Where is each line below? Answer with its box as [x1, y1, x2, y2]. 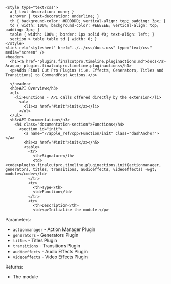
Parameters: [5, 217, 31, 222]
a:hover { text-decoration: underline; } [10, 14, 100, 19]
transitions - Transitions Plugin [12, 243, 81, 249]
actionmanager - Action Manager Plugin [12, 226, 96, 233]
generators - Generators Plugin [12, 232, 79, 238]
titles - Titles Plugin [12, 237, 57, 243]
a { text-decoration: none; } [10, 9, 74, 14]
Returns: [5, 264, 24, 270]
